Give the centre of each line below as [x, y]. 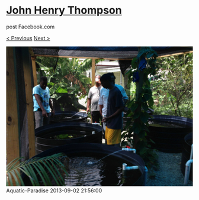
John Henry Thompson [64, 10]
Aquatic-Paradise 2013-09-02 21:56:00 [54, 191]
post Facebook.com [31, 27]
